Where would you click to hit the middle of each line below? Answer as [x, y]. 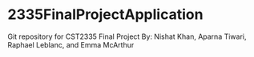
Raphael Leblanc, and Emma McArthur [71, 44]
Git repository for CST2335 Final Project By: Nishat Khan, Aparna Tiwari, [127, 36]
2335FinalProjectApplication [105, 15]
